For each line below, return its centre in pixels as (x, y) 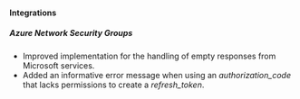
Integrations (33, 13)
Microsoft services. (58, 65)
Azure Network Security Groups (71, 33)
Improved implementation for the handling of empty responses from (149, 56)
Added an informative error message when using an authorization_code (157, 75)
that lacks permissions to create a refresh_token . (113, 85)
